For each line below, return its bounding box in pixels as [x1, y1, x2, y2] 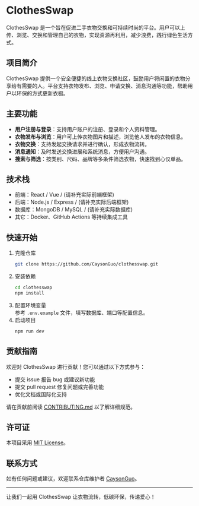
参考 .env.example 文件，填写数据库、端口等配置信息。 [14, 309, 149, 316]
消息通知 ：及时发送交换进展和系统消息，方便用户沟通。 [14, 148, 150, 155]
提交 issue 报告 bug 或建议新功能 [14, 375, 95, 383]
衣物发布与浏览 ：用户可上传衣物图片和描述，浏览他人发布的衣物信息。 [14, 133, 187, 140]
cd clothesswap [14, 284, 53, 291]
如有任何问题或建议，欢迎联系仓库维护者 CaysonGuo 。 [6, 475, 140, 482]
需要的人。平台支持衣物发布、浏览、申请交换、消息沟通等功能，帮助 [21, 82, 188, 89]
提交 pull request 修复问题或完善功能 [14, 383, 104, 390]
